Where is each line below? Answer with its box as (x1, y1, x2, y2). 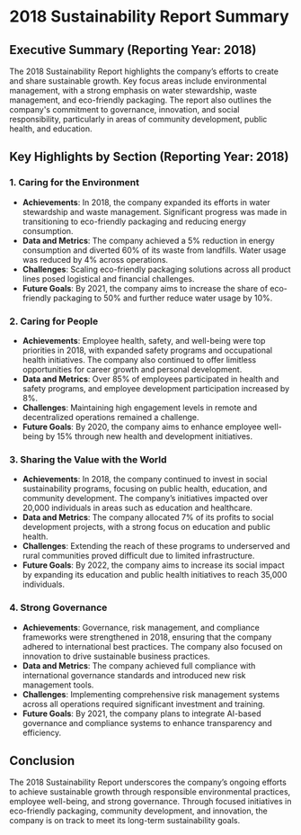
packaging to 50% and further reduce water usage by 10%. (53, 292, 273, 303)
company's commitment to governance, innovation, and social (9, 104, 240, 114)
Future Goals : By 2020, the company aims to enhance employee (22, 421, 262, 432)
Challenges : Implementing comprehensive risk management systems (22, 688, 280, 699)
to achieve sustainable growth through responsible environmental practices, (9, 786, 291, 797)
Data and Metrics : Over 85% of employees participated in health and (22, 373, 279, 384)
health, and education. (9, 123, 93, 134)
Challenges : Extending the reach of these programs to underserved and (22, 541, 290, 552)
